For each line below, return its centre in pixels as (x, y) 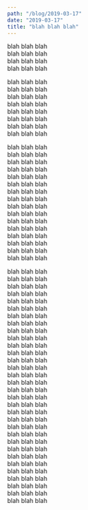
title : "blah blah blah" (43, 26)
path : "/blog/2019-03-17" (44, 14)
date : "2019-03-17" (35, 20)
